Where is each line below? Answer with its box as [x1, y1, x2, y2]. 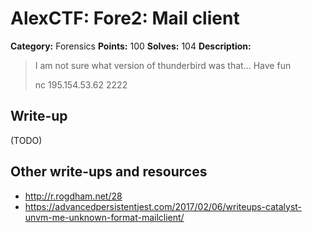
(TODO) [10, 134, 43, 146]
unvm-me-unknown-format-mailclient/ [24, 211, 185, 223]
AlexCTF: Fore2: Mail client [10, 7, 240, 30]
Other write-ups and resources [10, 163, 208, 181]
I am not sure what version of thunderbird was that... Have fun [34, 59, 292, 71]
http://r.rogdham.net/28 [24, 190, 123, 202]
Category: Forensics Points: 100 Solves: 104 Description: [10, 40, 252, 52]
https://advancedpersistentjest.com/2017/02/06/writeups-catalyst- [24, 200, 303, 212]
